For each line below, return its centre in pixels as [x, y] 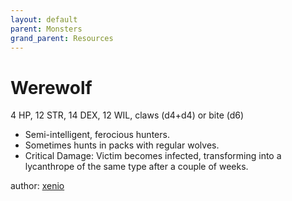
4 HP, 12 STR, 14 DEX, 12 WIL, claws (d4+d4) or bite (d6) [127, 115]
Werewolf [51, 87]
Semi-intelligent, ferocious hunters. [97, 135]
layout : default [44, 19]
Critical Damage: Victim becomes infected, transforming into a [153, 156]
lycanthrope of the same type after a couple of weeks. [136, 167]
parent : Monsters [46, 29]
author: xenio [37, 186]
